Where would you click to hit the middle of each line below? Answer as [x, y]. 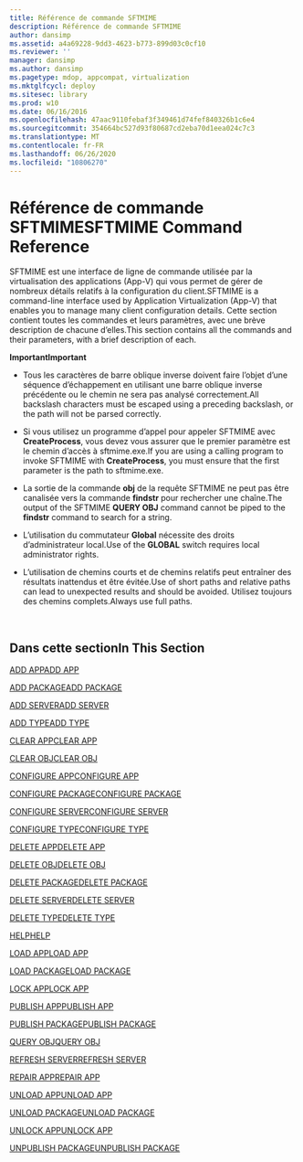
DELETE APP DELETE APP [57, 848]
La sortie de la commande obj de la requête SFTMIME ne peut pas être [156, 488]
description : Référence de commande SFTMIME [95, 27]
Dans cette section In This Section [107, 648]
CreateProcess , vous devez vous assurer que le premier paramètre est [157, 442]
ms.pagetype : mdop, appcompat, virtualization [99, 78]
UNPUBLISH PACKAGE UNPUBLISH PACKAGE [95, 1148]
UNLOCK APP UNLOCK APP [61, 1131]
